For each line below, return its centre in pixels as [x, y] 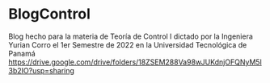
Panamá [22, 53]
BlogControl [50, 14]
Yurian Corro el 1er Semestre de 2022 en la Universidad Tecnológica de [128, 44]
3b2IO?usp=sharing [42, 70]
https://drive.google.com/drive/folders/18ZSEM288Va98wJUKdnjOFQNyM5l [135, 62]
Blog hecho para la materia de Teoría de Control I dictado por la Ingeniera [131, 36]
